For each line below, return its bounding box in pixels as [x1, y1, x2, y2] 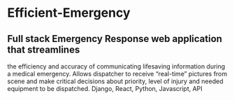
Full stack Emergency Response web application [7, 33, 222, 45]
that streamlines [7, 43, 80, 55]
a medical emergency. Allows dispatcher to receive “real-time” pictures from [7, 70, 228, 78]
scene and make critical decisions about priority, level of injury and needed [7, 77, 224, 85]
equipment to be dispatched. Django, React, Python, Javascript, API [7, 85, 203, 92]
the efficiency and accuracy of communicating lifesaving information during [7, 62, 226, 71]
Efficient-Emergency [7, 5, 131, 21]
